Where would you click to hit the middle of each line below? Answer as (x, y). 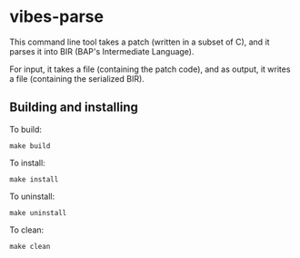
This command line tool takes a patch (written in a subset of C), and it (140, 42)
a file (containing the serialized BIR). (77, 78)
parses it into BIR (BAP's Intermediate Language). (102, 51)
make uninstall (38, 213)
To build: (26, 129)
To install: (27, 163)
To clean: (27, 230)
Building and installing (74, 108)
